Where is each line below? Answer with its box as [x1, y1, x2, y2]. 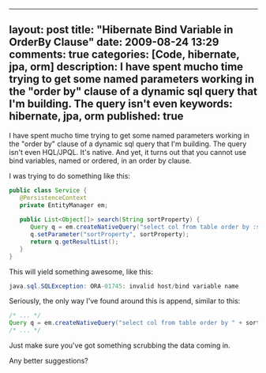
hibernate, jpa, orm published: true [9, 110, 184, 123]
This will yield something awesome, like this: [9, 266, 153, 277]
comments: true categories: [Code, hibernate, [9, 48, 240, 62]
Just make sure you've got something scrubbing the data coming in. [9, 341, 231, 350]
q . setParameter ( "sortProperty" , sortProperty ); [29, 231, 190, 239]
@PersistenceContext [19, 194, 88, 202]
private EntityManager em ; [19, 201, 109, 209]
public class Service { [9, 186, 88, 194]
